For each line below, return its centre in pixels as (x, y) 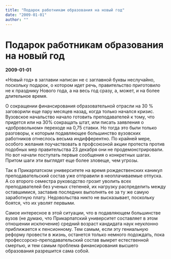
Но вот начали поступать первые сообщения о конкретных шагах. (78, 155)
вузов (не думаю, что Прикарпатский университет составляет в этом (81, 219)
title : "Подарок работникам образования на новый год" (65, 10)
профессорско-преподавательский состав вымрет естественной (77, 240)
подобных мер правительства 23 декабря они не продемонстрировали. (84, 149)
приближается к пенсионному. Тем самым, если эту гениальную (77, 229)
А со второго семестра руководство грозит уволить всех (68, 181)
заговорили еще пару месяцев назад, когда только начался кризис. (80, 112)
